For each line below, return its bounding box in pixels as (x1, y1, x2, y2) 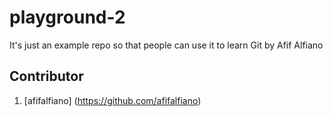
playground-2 (9, 6, 126, 29)
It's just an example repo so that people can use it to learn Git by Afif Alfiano (9, 39, 324, 51)
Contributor (9, 68, 84, 85)
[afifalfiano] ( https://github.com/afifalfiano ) (23, 94, 202, 106)
